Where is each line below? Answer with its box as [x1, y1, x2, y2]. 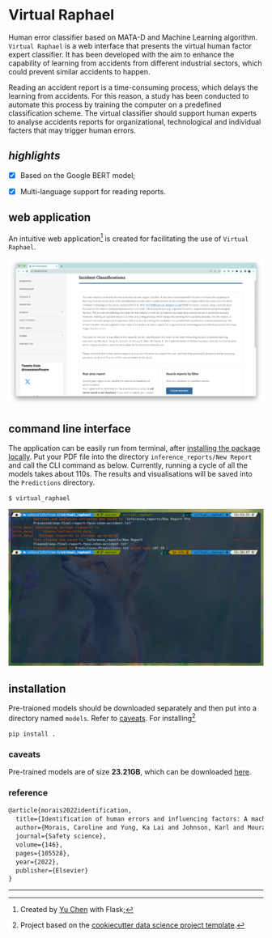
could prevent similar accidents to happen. [8, 66, 151, 76]
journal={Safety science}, [15, 832, 107, 841]
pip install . [8, 730, 57, 738]
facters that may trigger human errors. [8, 125, 136, 135]
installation [8, 681, 66, 695]
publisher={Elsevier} [15, 866, 89, 875]
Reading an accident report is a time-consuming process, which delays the [8, 83, 259, 92]
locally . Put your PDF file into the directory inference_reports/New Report [8, 452, 253, 462]
